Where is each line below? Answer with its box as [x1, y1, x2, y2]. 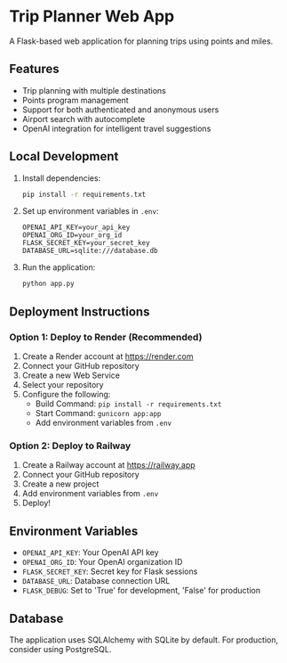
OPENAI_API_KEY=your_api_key [21, 223, 131, 233]
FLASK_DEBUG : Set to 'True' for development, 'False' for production [21, 585, 260, 596]
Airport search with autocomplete [21, 113, 146, 124]
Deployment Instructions [9, 304, 150, 319]
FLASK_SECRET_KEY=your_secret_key [21, 239, 150, 248]
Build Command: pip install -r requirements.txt [35, 398, 222, 409]
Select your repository [21, 380, 104, 389]
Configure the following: [21, 389, 111, 399]
